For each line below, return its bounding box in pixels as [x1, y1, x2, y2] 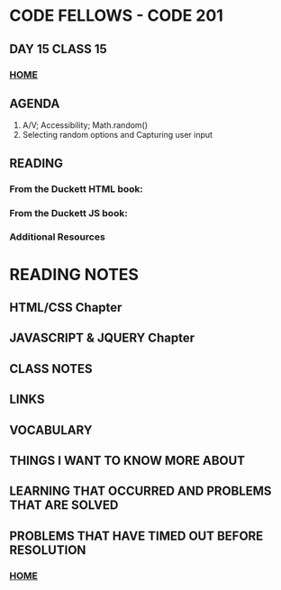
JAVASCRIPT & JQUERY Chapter [9, 331, 195, 346]
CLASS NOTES [9, 361, 93, 377]
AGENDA [9, 95, 60, 111]
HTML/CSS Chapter [9, 300, 122, 315]
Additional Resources [9, 231, 105, 243]
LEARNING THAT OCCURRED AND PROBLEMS [9, 484, 272, 499]
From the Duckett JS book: [9, 206, 128, 219]
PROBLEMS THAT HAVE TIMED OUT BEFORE [9, 528, 264, 543]
